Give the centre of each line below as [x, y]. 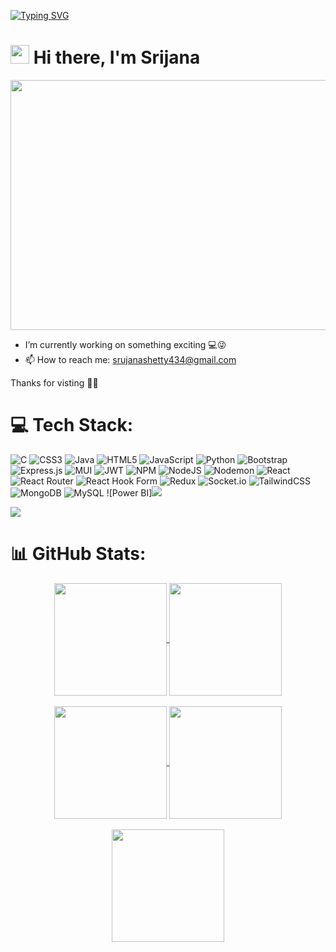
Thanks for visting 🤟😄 [54, 382]
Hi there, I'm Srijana [117, 57]
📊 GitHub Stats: [78, 554]
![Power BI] [129, 492]
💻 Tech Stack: [72, 425]
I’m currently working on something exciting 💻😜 [125, 344]
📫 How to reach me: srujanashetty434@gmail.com [130, 359]
